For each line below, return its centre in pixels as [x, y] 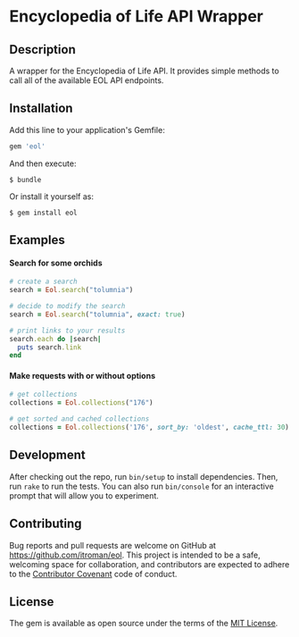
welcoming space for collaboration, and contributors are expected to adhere [149, 564]
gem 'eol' [28, 146]
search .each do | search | [55, 339]
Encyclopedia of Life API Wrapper [136, 17]
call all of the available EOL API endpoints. [87, 80]
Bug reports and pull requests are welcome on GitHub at [113, 545]
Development [48, 455]
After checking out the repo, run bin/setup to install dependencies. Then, [144, 476]
